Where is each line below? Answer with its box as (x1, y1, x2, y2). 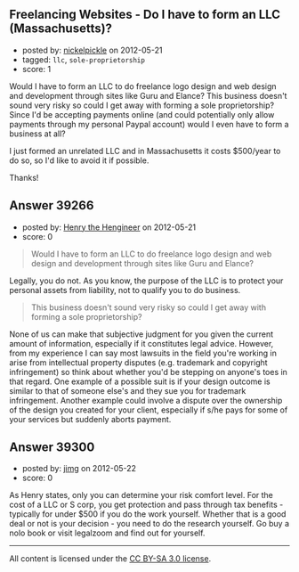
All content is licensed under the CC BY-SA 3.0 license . (9, 553, 212, 564)
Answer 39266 (9, 198, 94, 213)
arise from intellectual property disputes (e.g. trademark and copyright (9, 356, 269, 368)
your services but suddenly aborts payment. (9, 413, 172, 424)
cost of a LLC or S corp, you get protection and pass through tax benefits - (9, 499, 284, 511)
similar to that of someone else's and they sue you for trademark (9, 385, 246, 396)
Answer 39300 (9, 440, 95, 455)
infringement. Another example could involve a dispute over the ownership (9, 395, 283, 405)
